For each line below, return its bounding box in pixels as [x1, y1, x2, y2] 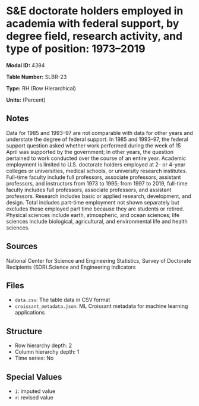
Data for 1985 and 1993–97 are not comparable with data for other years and [6, 129, 193, 136]
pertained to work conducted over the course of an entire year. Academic [6, 155, 186, 162]
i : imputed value [14, 388, 56, 395]
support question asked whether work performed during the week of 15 [6, 141, 181, 149]
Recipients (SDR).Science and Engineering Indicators [6, 263, 136, 270]
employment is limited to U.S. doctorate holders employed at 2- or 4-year [6, 160, 186, 168]
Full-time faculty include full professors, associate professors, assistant [6, 174, 181, 181]
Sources [6, 241, 38, 251]
